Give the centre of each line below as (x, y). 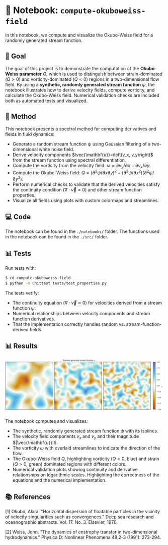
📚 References (28, 497)
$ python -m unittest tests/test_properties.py (56, 283)
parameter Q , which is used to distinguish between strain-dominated (91, 74)
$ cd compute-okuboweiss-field (38, 278)
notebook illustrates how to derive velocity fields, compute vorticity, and (80, 90)
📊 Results (21, 346)
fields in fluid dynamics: (30, 134)
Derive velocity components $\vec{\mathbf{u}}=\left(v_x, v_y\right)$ (83, 155)
